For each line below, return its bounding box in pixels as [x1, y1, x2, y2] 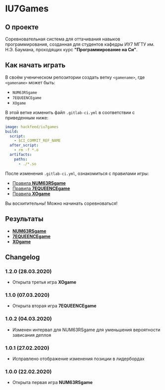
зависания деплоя [12, 332, 51, 338]
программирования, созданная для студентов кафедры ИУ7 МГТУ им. [5, 41, 155, 47]
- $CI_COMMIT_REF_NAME [14, 138, 61, 143]
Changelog [5, 253, 40, 261]
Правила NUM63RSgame [12, 180, 66, 186]
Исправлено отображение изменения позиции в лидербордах [12, 356, 145, 362]
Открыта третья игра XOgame [12, 279, 77, 285]
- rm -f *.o [14, 147, 39, 152]
